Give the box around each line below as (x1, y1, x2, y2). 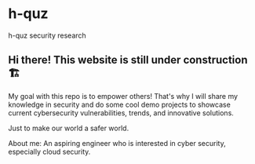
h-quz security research (8, 31, 86, 40)
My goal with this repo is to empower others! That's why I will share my (8, 91, 238, 100)
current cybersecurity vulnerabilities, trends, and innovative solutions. (8, 108, 234, 118)
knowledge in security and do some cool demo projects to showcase (8, 100, 231, 109)
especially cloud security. (8, 147, 91, 156)
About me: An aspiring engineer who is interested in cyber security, (8, 138, 226, 148)
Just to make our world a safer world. (8, 123, 129, 133)
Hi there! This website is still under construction (8, 53, 248, 67)
